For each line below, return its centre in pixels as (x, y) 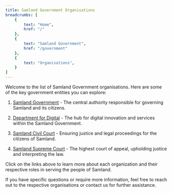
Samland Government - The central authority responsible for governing (88, 102)
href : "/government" (46, 48)
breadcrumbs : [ (22, 15)
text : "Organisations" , (49, 63)
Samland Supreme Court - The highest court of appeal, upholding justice (90, 149)
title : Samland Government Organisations (50, 10)
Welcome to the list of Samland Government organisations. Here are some (84, 87)
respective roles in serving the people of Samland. (59, 170)
